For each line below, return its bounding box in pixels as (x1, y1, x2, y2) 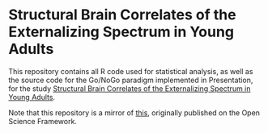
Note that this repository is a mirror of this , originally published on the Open (8, 107, 261, 118)
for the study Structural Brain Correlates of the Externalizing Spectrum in (8, 83, 251, 94)
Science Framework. (8, 116, 77, 126)
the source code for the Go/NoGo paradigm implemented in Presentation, (8, 75, 253, 85)
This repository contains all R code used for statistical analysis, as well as (8, 66, 253, 76)
